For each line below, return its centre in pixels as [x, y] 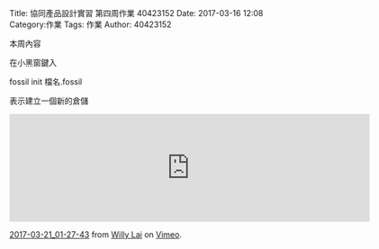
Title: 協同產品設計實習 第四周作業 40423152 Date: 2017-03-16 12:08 [136, 13]
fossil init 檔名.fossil [46, 82]
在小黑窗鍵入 [33, 62]
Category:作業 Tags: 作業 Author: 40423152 [90, 24]
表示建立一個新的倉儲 [49, 101]
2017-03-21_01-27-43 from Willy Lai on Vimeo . [96, 235]
